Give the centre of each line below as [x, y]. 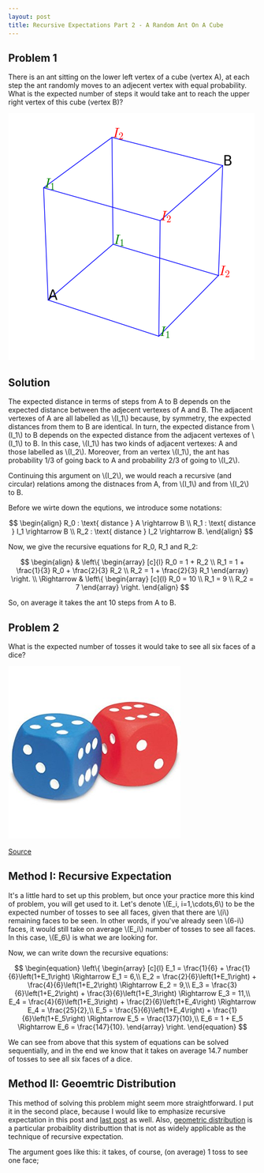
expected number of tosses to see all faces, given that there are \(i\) [119, 912]
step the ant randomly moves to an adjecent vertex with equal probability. [127, 85]
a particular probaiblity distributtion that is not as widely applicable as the [127, 1128]
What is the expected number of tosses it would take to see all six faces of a [132, 646]
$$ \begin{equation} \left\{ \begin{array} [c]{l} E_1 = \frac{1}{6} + [119, 967]
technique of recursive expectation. [66, 1136]
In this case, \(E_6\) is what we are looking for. [83, 937]
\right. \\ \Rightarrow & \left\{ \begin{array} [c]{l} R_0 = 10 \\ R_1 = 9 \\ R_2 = [132, 579]
